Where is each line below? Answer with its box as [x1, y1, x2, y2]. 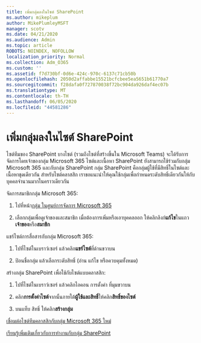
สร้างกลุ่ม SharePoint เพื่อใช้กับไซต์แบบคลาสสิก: [6, 269, 106, 277]
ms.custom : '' [6, 65, 42, 71]
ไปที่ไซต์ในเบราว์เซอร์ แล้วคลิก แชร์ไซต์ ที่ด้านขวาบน [14, 245, 116, 252]
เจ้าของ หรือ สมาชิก [14, 221, 50, 228]
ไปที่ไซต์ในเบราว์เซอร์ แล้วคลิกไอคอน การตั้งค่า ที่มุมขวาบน [14, 281, 131, 289]
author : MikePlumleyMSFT [6, 20, 69, 26]
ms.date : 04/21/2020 [6, 31, 59, 37]
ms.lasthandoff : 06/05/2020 [6, 98, 77, 104]
